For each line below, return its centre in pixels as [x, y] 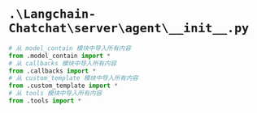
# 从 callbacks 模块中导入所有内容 [62, 63]
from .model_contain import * [60, 56]
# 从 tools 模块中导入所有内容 [55, 94]
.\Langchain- [52, 14]
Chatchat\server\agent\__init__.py [129, 29]
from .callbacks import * [52, 71]
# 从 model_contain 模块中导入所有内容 [70, 48]
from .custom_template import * [63, 86]
